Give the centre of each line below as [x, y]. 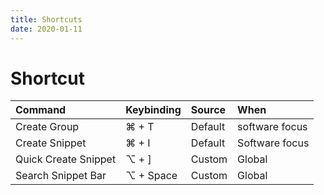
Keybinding [153, 110]
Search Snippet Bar [61, 176]
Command [41, 110]
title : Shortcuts [46, 19]
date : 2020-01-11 [46, 29]
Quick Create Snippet [66, 159]
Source [208, 110]
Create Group [47, 127]
